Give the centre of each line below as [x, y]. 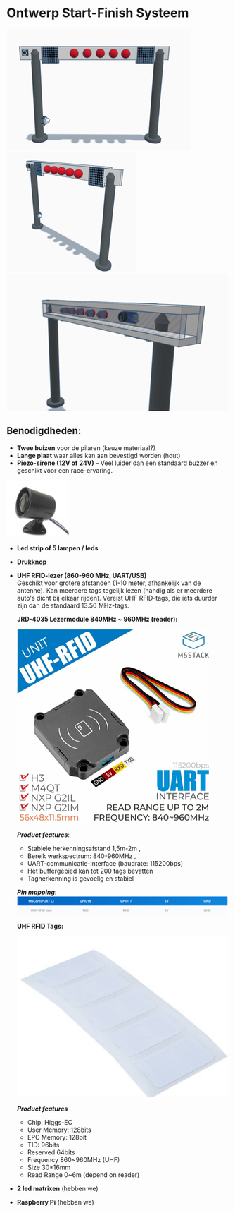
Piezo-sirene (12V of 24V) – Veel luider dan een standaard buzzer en [118, 463]
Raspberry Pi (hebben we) [55, 1202]
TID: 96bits [43, 1145]
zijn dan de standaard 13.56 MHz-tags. [73, 605]
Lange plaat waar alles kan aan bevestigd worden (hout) [99, 455]
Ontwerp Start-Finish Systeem [98, 13]
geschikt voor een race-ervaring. [65, 470]
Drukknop [32, 562]
